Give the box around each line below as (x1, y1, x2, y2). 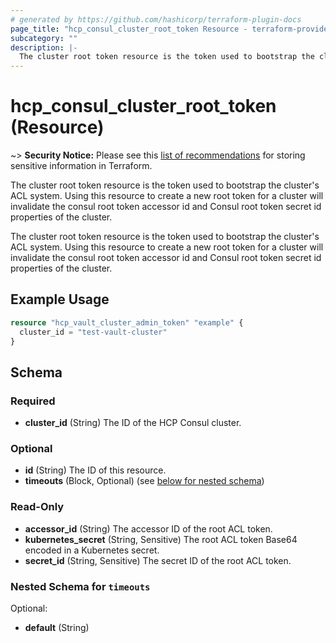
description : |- (10, 42, 78, 53)
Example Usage (10, 291, 110, 308)
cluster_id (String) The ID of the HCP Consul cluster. (24, 417, 242, 429)
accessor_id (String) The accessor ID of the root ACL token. (24, 522, 273, 535)
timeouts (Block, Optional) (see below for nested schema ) (24, 475, 265, 487)
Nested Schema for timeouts (10, 579, 151, 593)
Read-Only (10, 500, 65, 514)
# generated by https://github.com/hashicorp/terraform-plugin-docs (10, 14, 302, 25)
